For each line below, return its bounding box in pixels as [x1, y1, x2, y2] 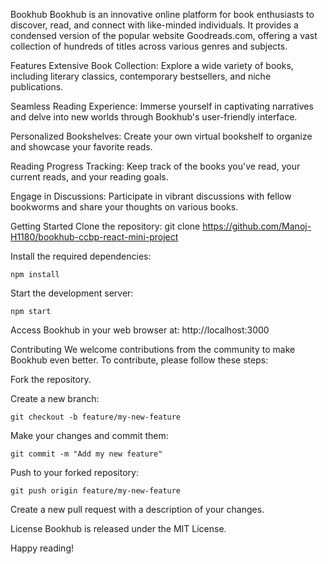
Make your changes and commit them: [10, 430, 169, 441]
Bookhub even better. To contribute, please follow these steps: [10, 354, 269, 366]
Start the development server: [10, 287, 134, 299]
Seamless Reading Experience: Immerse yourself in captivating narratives [10, 100, 314, 112]
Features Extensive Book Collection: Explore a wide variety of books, [10, 60, 294, 71]
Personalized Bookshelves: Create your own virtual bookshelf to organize [10, 130, 313, 142]
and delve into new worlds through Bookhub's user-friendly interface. [10, 111, 298, 123]
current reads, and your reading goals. [10, 171, 169, 183]
